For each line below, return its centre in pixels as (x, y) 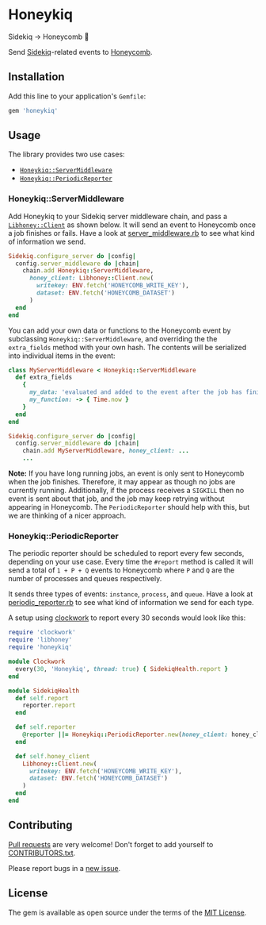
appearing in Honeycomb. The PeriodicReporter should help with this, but (129, 507)
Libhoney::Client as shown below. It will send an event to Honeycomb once (132, 225)
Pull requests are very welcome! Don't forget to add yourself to (111, 844)
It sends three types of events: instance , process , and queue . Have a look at (131, 594)
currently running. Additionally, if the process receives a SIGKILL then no (126, 491)
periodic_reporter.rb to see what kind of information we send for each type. (131, 603)
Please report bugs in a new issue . (65, 868)
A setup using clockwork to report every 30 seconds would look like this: (127, 618)
